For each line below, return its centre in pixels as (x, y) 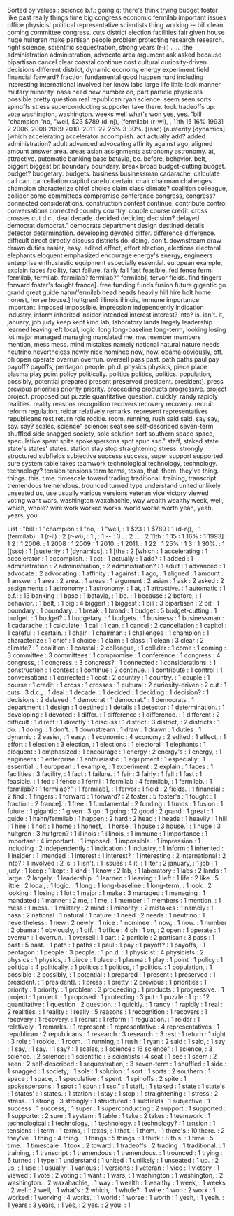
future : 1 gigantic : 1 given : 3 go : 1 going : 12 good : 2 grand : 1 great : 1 (110, 811)
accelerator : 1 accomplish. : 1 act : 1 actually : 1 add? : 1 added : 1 (100, 558)
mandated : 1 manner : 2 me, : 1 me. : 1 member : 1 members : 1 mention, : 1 (114, 900)
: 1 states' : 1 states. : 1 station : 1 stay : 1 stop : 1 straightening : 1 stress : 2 (113, 1093)
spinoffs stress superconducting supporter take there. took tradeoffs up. (111, 107)
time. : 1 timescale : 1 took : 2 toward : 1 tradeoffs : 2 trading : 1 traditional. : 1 (116, 1145)
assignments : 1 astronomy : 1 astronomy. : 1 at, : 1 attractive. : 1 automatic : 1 (116, 588)
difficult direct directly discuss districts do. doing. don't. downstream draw (115, 240)
